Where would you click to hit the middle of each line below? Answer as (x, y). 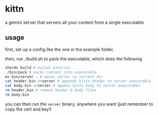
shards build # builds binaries (38, 67)
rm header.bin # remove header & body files (51, 90)
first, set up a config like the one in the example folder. (60, 49)
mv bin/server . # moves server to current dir (54, 77)
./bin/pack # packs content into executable (51, 72)
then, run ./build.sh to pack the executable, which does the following (74, 59)
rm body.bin (17, 95)
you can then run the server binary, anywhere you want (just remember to (79, 104)
